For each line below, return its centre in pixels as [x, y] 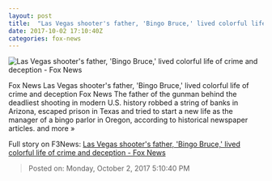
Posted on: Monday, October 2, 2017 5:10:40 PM [109, 168]
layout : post [30, 16]
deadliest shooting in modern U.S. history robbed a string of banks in [123, 103]
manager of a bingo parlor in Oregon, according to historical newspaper [128, 120]
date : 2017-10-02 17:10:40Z [56, 31]
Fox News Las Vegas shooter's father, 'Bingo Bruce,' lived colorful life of [129, 86]
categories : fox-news [45, 38]
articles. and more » [42, 128]
